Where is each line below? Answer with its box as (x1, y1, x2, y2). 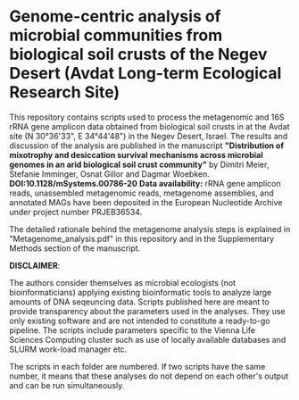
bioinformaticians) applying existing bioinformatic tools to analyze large (9, 287, 272, 297)
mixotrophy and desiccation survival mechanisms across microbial (9, 149, 263, 160)
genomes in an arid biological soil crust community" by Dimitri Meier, (9, 159, 270, 170)
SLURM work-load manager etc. (9, 344, 128, 354)
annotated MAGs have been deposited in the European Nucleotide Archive (9, 196, 283, 207)
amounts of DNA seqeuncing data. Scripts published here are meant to (9, 296, 270, 307)
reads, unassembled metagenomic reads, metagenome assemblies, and (9, 187, 274, 198)
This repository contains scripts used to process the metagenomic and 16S (9, 112, 285, 122)
